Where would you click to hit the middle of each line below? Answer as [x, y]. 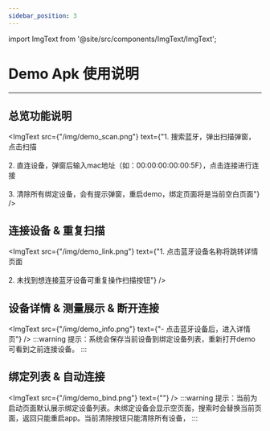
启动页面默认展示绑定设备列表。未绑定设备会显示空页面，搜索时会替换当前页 [135, 408]
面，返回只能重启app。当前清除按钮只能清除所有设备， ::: [103, 418]
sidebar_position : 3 [43, 16]
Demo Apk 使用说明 [74, 74]
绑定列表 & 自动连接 [57, 377]
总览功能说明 [40, 116]
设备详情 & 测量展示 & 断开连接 [84, 308]
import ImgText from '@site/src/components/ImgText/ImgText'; [112, 39]
